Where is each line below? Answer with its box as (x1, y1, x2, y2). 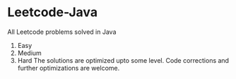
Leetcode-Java (7, 4, 98, 20)
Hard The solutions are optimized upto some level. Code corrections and (17, 56, 230, 64)
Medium (17, 49, 42, 57)
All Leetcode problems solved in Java (7, 28, 117, 36)
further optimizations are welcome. (17, 63, 120, 72)
